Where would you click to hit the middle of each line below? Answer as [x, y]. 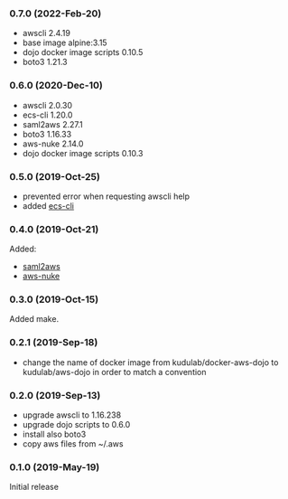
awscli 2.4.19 [46, 33]
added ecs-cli [48, 205]
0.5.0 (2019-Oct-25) [55, 176]
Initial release [34, 487]
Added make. [34, 319]
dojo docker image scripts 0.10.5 [83, 52]
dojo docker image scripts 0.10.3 [83, 153]
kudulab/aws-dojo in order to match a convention [114, 372]
